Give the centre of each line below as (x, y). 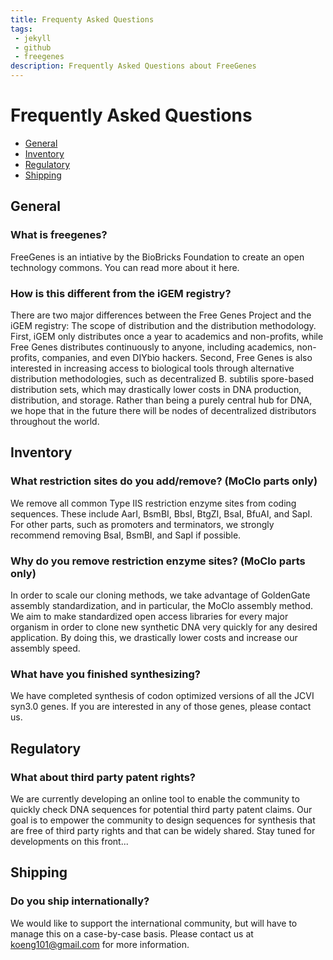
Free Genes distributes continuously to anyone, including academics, (152, 347)
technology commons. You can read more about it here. (125, 267)
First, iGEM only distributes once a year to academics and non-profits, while (167, 336)
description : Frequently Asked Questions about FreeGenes (133, 66)
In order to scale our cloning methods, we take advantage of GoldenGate (160, 595)
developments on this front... (69, 841)
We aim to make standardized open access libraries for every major (149, 616)
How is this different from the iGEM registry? (121, 293)
